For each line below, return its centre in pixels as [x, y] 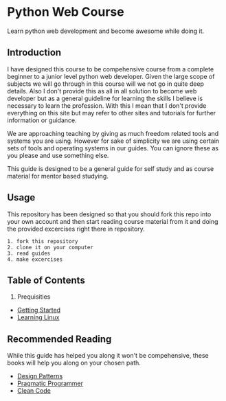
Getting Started [38, 310]
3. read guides [29, 253]
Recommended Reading [59, 339]
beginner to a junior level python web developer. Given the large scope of [111, 76]
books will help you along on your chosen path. [74, 363]
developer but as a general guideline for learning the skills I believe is [105, 98]
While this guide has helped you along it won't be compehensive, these [108, 356]
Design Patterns [40, 376]
